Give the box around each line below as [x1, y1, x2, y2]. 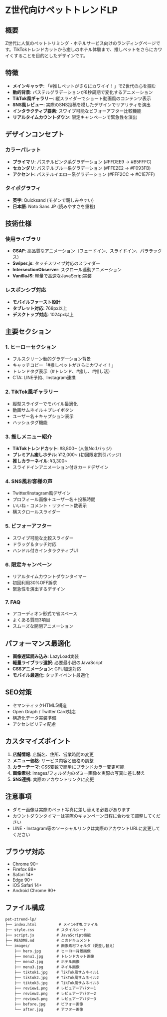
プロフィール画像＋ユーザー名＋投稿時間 [12, 497, 96, 503]
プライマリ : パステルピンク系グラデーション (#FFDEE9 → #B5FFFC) [12, 158, 152, 165]
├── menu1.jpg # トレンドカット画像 [14, 954, 95, 959]
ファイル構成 [5, 903, 45, 912]
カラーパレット [5, 146, 41, 153]
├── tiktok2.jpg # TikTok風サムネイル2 [14, 975, 99, 981]
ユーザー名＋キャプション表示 [12, 413, 74, 419]
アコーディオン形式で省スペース [12, 610, 78, 617]
